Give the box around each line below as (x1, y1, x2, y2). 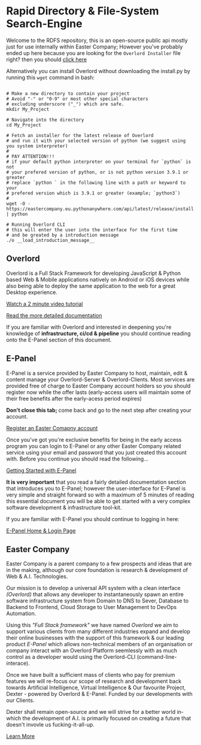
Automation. (6, 610, 36, 617)
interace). (6, 660, 30, 667)
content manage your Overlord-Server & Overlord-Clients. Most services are (6, 375, 195, 383)
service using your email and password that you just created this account (6, 449, 187, 456)
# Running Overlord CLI (6, 222, 66, 228)
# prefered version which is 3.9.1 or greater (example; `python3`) (6, 190, 181, 196)
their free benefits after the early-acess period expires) (6, 395, 142, 402)
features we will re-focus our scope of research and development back (6, 678, 182, 685)
